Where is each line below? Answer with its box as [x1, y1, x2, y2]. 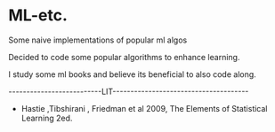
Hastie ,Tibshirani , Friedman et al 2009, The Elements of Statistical [20, 103, 268, 113]
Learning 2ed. [20, 113, 73, 123]
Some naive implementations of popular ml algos [8, 35, 188, 45]
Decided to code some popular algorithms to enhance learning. [8, 51, 240, 62]
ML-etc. [8, 5, 69, 26]
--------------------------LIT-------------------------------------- [8, 86, 249, 97]
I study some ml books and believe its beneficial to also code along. [8, 68, 257, 80]
